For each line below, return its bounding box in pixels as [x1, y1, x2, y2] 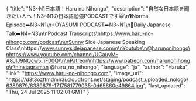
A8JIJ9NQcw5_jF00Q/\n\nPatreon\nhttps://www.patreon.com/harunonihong [6, 58, 190, 64]
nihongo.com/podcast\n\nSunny [6, 39, 84, 45]
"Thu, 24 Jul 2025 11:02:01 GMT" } [6, 89, 90, 95]
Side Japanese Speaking [85, 39, 145, 45]
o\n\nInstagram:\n [6, 63, 49, 70]
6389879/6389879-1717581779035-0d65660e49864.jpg [6, 82, 143, 89]
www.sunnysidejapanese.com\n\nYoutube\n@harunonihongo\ [41, 45, 191, 52]
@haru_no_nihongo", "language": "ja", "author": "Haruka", [49, 63, 189, 70]
